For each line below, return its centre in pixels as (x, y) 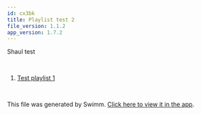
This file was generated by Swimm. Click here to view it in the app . (101, 104)
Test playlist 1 (36, 78)
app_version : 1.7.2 (35, 32)
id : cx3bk (21, 13)
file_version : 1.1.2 (37, 26)
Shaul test (21, 52)
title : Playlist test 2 (41, 20)
